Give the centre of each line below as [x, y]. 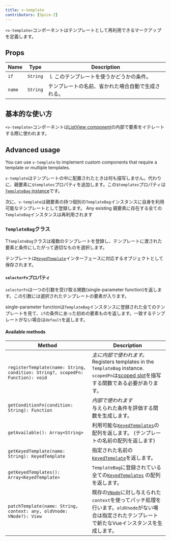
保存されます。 [21, 265]
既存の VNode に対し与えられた [126, 492]
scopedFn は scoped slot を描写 [126, 375]
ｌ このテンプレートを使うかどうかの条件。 [100, 77]
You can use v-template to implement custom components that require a [81, 162]
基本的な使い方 [29, 114]
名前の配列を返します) [129, 440]
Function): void [27, 377]
